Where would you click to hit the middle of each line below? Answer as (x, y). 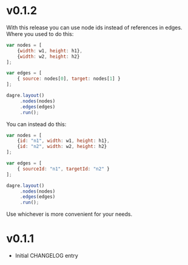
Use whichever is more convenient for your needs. (69, 214)
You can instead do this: (36, 124)
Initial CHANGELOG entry (47, 256)
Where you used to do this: (40, 34)
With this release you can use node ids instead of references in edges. (94, 27)
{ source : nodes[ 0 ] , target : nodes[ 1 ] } (69, 79)
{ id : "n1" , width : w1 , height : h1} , (64, 141)
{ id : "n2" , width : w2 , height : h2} (62, 147)
